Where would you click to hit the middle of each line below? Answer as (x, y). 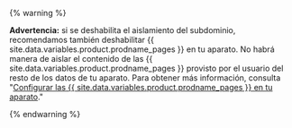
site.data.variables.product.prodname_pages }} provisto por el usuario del (146, 68)
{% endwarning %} (45, 114)
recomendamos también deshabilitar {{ (82, 40)
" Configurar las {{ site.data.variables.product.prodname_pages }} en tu (141, 87)
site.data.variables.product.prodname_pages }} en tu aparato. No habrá (142, 49)
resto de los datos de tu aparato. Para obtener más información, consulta (145, 78)
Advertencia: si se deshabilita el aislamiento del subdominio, (123, 30)
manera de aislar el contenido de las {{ (81, 59)
